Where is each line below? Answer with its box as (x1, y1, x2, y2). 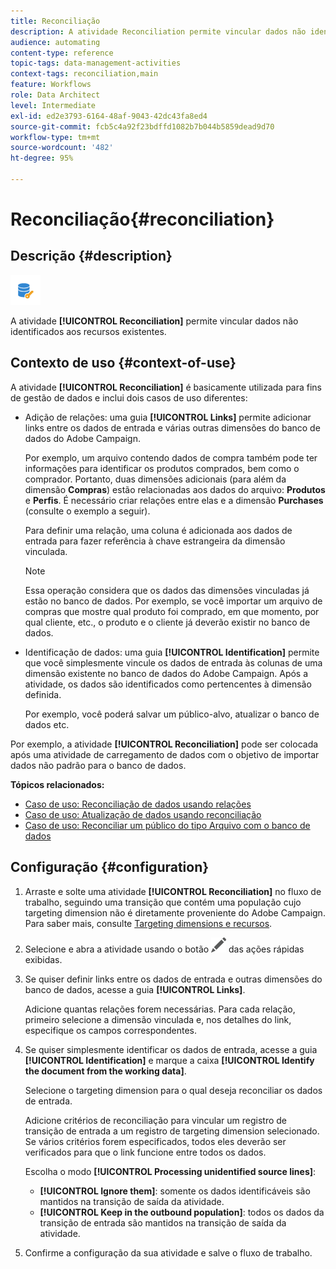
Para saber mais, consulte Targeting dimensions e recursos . (24, 917, 273, 929)
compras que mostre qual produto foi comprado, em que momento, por (24, 605, 320, 617)
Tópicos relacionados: (10, 778, 105, 790)
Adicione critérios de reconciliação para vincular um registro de (24, 1114, 288, 1126)
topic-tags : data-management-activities (10, 58, 182, 69)
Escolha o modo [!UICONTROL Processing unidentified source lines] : (24, 1165, 317, 1177)
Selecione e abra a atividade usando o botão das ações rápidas (24, 943, 305, 955)
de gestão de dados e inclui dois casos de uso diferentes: (10, 391, 248, 404)
